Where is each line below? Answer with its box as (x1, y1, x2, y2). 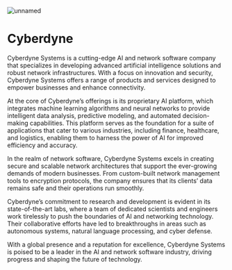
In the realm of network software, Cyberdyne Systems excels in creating (7, 154, 214, 162)
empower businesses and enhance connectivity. (7, 83, 146, 92)
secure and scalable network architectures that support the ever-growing (7, 162, 217, 170)
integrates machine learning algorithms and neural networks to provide (7, 104, 210, 112)
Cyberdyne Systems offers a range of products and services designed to (7, 76, 217, 84)
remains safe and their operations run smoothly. (7, 184, 144, 192)
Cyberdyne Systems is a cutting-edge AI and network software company (7, 53, 217, 62)
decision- (182, 111, 210, 119)
